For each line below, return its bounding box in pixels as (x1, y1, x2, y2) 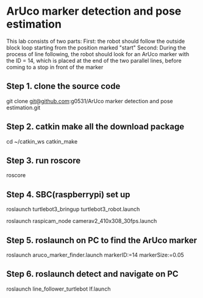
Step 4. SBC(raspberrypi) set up (6, 189, 130, 200)
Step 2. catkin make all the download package (6, 122, 185, 132)
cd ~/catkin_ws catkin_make (6, 137, 78, 145)
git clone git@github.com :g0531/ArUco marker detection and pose (6, 97, 174, 104)
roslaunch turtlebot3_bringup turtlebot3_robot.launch (6, 206, 140, 213)
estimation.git (6, 104, 41, 111)
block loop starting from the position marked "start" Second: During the (6, 44, 186, 51)
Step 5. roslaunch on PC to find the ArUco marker (6, 235, 197, 245)
